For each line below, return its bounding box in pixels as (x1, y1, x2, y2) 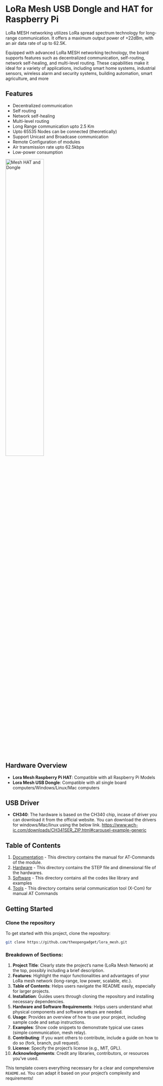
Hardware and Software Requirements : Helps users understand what (12, 1004, 153, 1010)
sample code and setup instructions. (12, 1019, 86, 1025)
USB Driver (5, 799, 39, 807)
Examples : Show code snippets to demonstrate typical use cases (12, 1025, 144, 1030)
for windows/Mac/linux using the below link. (12, 822, 101, 828)
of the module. (12, 859, 42, 865)
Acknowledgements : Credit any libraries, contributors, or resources (12, 1050, 149, 1056)
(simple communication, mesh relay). (12, 1029, 87, 1036)
